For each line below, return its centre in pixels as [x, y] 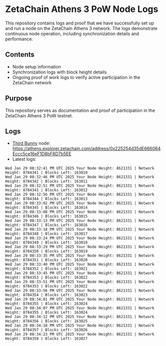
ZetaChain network [32, 82]
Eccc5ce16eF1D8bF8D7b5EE [42, 154]
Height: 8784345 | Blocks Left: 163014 [46, 208]
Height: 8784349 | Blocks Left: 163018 [46, 243]
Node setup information [37, 66]
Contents [20, 55]
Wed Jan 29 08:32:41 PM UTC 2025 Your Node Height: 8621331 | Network [80, 168]
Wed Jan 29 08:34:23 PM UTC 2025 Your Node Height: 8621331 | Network [80, 335]
